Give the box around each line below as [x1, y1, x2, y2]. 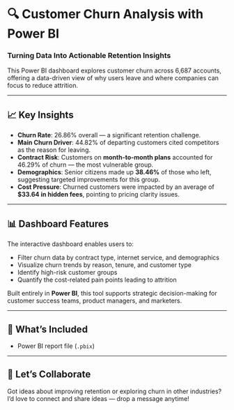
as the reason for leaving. [17, 146, 91, 154]
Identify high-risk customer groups [17, 268, 118, 277]
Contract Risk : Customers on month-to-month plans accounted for [17, 153, 213, 162]
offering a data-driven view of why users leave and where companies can [7, 74, 219, 82]
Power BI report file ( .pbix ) [17, 342, 95, 350]
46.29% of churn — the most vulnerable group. [17, 160, 154, 169]
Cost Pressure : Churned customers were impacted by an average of [17, 183, 214, 191]
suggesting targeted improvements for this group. [17, 176, 160, 184]
